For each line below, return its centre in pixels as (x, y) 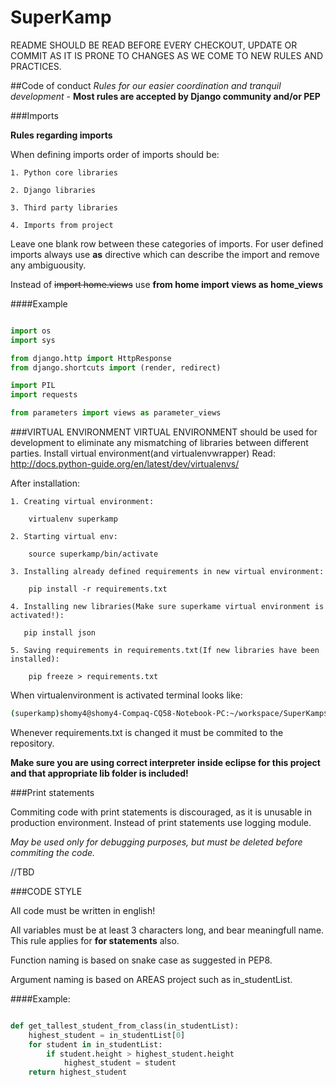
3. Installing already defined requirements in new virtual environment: (167, 572)
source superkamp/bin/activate (93, 554)
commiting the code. (53, 852)
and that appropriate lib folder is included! (99, 773)
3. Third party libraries (64, 207)
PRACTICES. (36, 66)
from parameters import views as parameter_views (116, 413)
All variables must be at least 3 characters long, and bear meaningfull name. (167, 930)
